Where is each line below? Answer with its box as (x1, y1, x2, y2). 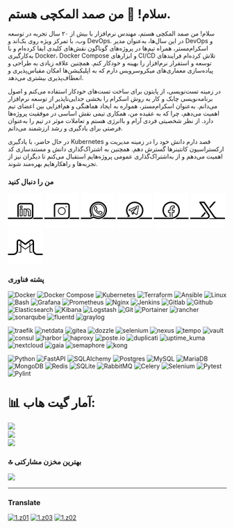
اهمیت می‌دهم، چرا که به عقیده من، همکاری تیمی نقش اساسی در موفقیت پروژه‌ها (8, 109, 219, 117)
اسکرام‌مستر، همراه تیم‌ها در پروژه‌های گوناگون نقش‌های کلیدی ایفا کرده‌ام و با (8, 44, 209, 52)
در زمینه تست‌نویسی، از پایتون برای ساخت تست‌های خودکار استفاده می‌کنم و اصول (8, 87, 222, 95)
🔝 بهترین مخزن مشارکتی (8, 457, 82, 467)
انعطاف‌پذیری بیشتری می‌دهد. (8, 73, 84, 82)
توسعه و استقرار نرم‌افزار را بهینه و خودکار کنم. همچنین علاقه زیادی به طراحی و (8, 58, 212, 67)
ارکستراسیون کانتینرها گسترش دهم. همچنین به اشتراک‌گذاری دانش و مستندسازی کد (8, 145, 224, 153)
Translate (8, 497, 41, 507)
